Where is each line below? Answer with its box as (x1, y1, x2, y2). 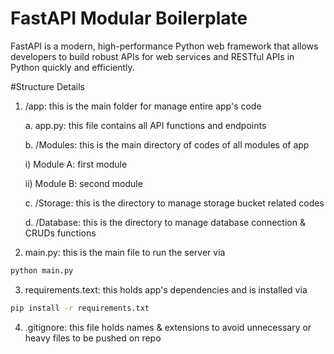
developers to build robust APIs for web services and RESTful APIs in (10, 50, 295, 62)
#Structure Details (10, 80, 85, 92)
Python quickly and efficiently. (10, 61, 135, 73)
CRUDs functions (24, 227, 97, 239)
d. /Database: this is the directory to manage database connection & (24, 216, 306, 228)
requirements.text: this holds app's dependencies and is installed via (24, 283, 308, 296)
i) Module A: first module (24, 158, 128, 170)
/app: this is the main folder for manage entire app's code (24, 100, 262, 112)
